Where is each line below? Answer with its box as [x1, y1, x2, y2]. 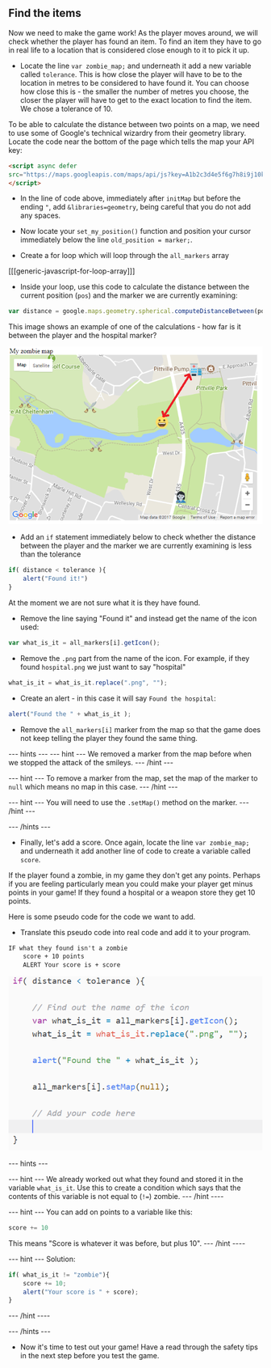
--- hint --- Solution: [8, 1254, 76, 1264]
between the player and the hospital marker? [8, 331, 157, 341]
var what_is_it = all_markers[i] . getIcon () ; [8, 638, 161, 646]
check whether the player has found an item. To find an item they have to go [8, 36, 262, 46]
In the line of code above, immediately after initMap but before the [19, 193, 241, 203]
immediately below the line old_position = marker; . [19, 235, 193, 245]
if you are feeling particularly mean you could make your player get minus [8, 879, 253, 888]
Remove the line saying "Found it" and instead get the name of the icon [19, 613, 257, 623]
